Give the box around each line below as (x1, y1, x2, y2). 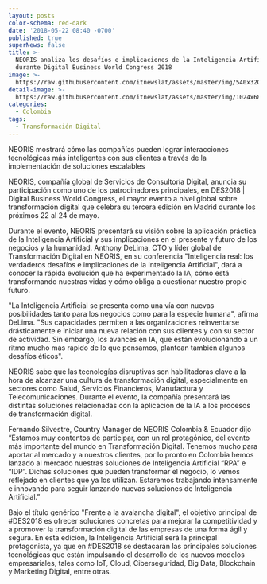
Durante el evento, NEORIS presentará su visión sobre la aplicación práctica (8, 226, 257, 236)
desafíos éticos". (8, 351, 64, 360)
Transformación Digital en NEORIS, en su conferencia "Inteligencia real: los (8, 251, 253, 261)
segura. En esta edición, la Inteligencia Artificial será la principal (8, 532, 218, 542)
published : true (8, 33, 62, 42)
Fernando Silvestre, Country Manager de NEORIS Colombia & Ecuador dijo (8, 424, 252, 434)
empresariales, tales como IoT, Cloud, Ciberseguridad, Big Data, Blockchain (8, 558, 256, 567)
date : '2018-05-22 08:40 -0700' (8, 26, 115, 34)
